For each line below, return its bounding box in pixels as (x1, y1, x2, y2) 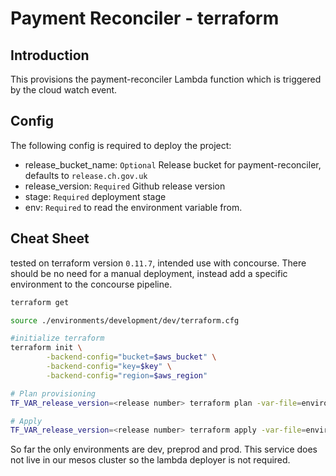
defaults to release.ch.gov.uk (24, 169, 148, 181)
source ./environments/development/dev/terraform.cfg (10, 315, 240, 326)
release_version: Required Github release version (24, 180, 226, 192)
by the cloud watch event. (10, 84, 118, 96)
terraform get (10, 297, 70, 307)
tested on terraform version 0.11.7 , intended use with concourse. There (10, 257, 307, 269)
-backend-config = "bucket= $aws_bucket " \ (46, 352, 217, 362)
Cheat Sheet (10, 230, 90, 247)
